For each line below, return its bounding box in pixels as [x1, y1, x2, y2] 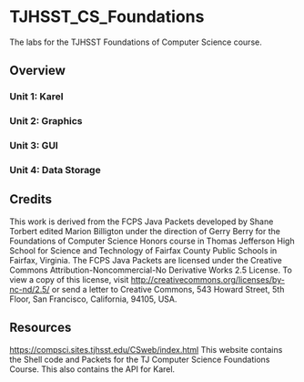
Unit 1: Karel [9, 90, 64, 103]
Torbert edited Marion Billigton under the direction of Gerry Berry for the [9, 225, 280, 236]
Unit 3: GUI [9, 139, 59, 152]
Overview [9, 63, 66, 78]
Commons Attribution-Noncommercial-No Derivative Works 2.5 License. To [9, 264, 293, 275]
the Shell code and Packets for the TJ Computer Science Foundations [9, 354, 270, 365]
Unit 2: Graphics [9, 115, 84, 128]
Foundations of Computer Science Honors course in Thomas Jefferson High [9, 235, 295, 246]
